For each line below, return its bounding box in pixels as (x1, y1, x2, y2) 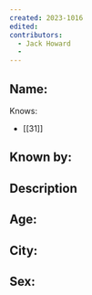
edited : (9, 22, 39, 31)
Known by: (9, 150, 73, 165)
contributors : (9, 30, 64, 39)
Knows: (9, 105, 38, 116)
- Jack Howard (17, 38, 71, 48)
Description (9, 180, 77, 196)
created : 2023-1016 (9, 13, 84, 23)
